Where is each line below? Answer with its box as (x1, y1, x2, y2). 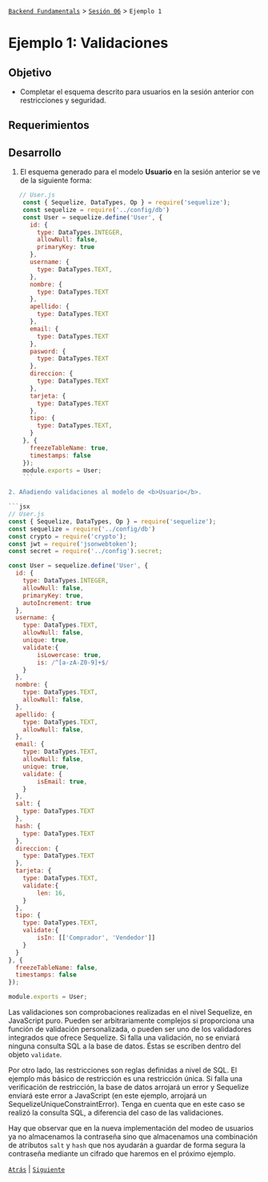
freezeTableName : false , (15, 964, 98, 972)
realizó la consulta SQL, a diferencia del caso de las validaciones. (8, 1108, 224, 1118)
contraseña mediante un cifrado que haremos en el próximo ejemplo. (8, 1149, 236, 1159)
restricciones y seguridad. (19, 95, 106, 105)
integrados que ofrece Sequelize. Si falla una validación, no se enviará (8, 1033, 240, 1043)
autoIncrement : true (22, 599, 91, 607)
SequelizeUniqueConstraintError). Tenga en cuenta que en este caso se (8, 1100, 246, 1109)
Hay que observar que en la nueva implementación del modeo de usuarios (8, 1124, 254, 1133)
